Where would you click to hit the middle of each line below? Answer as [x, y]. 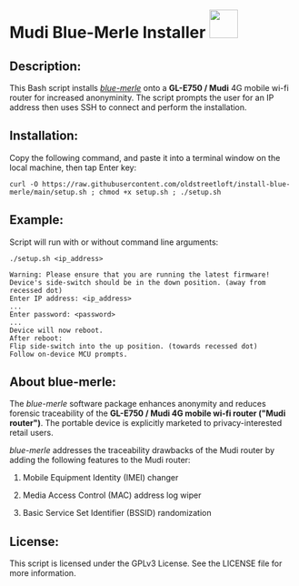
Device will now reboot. [56, 330]
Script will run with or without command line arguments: [114, 242]
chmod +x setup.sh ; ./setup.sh [160, 192]
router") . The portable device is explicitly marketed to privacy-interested [146, 423]
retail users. [31, 433]
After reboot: [36, 338]
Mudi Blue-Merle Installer [108, 33]
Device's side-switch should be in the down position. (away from [138, 282]
